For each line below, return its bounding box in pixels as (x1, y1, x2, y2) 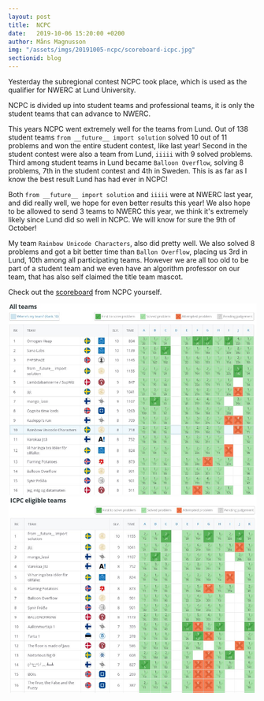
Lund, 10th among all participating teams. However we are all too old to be (8, 255, 249, 264)
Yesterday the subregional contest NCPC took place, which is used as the (8, 77, 247, 86)
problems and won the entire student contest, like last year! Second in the (8, 141, 247, 150)
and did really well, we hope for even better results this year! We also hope (8, 198, 251, 207)
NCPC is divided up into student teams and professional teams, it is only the (8, 101, 255, 110)
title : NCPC (8, 21, 51, 29)
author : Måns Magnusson (8, 38, 87, 46)
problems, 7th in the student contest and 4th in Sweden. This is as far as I (8, 166, 247, 175)
